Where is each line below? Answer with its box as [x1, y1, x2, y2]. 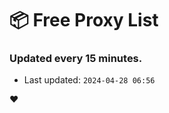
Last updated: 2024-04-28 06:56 [23, 74, 156, 86]
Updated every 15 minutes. [9, 52, 143, 66]
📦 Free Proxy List [9, 9, 159, 32]
